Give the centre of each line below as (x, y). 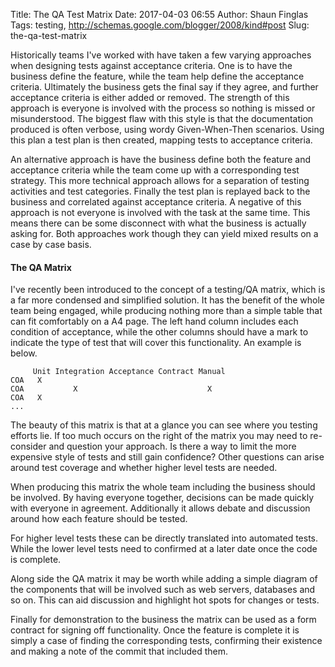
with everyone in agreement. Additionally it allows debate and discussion (160, 508)
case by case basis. (51, 244)
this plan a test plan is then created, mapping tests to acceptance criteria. (161, 140)
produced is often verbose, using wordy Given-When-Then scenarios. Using (167, 129)
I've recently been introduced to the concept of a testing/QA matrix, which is (168, 290)
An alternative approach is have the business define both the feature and (160, 159)
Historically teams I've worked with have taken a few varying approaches (161, 55)
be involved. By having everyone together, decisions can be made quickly (162, 498)
